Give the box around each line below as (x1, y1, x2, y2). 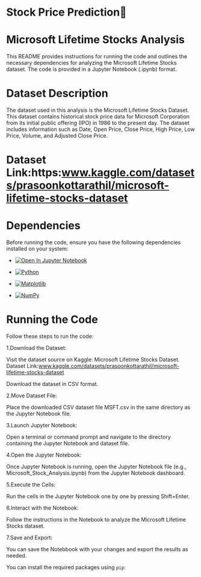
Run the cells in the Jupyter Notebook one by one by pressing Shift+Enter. (6, 493, 190, 500)
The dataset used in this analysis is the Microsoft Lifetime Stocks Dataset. (6, 106, 190, 114)
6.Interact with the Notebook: (6, 504, 79, 511)
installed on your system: (6, 245, 69, 252)
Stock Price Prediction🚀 (6, 5, 127, 19)
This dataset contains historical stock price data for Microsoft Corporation (6, 113, 190, 120)
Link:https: (6, 166, 62, 180)
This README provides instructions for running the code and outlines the (6, 53, 188, 60)
